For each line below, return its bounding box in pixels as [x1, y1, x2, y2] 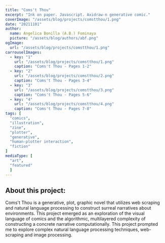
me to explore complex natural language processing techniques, [5, 226, 139, 233]
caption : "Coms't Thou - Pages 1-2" [14, 64, 92, 69]
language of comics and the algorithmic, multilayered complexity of [5, 216, 146, 222]
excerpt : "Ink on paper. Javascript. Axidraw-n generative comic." [5, 12, 151, 17]
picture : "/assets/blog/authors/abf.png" [10, 36, 99, 41]
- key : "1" [10, 54, 33, 60]
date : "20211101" [5, 21, 42, 27]
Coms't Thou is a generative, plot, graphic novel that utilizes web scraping [5, 199, 160, 206]
